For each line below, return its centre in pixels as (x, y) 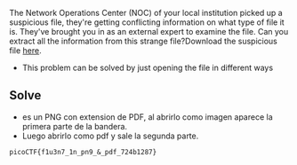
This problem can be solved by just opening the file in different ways (148, 67)
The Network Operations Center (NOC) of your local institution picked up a (146, 13)
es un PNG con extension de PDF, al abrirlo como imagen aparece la (147, 117)
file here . (25, 51)
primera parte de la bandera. (74, 126)
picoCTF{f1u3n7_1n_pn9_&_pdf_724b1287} (83, 152)
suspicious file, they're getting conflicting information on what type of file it (147, 22)
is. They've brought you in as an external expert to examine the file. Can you (149, 31)
